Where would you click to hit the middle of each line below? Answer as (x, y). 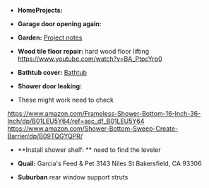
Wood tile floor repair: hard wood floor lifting (83, 51)
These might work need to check (66, 100)
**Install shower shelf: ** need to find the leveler (89, 150)
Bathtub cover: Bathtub (52, 72)
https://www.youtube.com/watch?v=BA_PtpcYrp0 (90, 59)
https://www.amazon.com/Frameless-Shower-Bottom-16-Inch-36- (104, 113)
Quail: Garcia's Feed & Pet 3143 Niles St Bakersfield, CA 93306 (110, 163)
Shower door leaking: (50, 86)
